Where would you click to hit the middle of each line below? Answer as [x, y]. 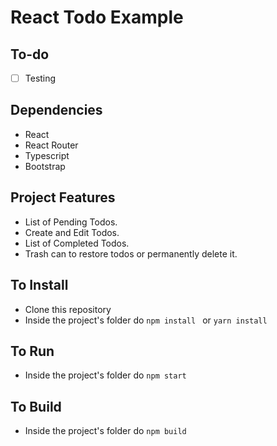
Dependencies [56, 110]
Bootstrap [45, 166]
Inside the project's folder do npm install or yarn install [146, 320]
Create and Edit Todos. [72, 232]
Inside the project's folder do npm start [105, 375]
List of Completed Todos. [77, 243]
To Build [36, 406]
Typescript [47, 155]
